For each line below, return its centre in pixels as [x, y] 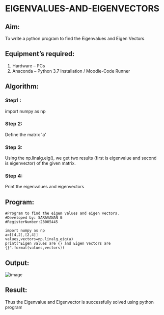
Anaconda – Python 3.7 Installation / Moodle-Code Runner [71, 71]
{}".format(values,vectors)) [35, 248]
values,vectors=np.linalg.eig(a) [39, 239]
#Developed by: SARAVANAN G [34, 218]
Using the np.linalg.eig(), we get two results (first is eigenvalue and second [81, 158]
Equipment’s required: [40, 54]
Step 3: [14, 147]
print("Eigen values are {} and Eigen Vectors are [58, 244]
